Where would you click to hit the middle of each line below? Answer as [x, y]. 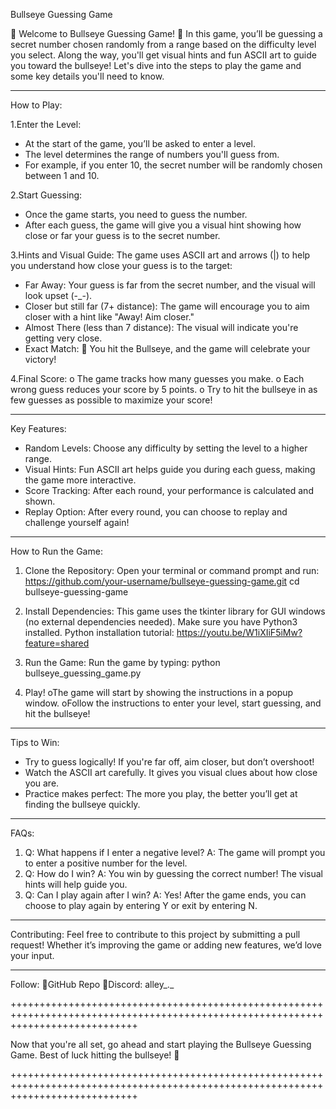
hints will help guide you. [76, 884]
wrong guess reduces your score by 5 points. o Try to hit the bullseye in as [164, 389]
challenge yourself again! [77, 522]
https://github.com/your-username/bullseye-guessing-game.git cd [162, 581]
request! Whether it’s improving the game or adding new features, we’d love [166, 945]
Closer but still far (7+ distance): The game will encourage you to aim [167, 306]
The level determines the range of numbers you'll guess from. [152, 154]
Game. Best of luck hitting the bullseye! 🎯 [95, 1055]
